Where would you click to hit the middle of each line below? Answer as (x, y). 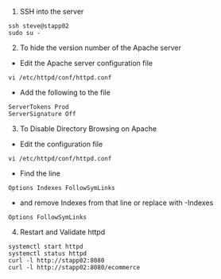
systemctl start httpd (46, 246)
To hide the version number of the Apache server (100, 48)
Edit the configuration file (61, 144)
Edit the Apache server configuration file (86, 63)
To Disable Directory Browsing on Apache (88, 129)
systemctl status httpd (48, 254)
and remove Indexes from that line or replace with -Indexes (116, 203)
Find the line (40, 173)
